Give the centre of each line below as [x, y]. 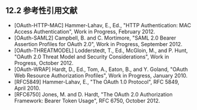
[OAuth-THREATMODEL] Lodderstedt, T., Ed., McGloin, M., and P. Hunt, [101, 50]
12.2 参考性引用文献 [42, 11]
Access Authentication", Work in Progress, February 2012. [85, 31]
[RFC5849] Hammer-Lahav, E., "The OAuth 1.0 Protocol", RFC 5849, [96, 82]
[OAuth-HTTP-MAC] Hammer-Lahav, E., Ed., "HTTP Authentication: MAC [102, 25]
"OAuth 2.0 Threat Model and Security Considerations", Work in [91, 56]
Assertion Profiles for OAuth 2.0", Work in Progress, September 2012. [98, 44]
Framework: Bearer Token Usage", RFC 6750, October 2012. [87, 101]
